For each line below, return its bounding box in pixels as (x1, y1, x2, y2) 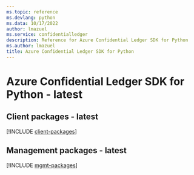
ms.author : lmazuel (6, 43, 56, 49)
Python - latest (6, 87, 83, 101)
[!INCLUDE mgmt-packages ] (6, 162, 78, 169)
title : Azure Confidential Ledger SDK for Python (6, 49, 135, 55)
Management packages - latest (6, 145, 127, 156)
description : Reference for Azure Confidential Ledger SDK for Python (6, 37, 189, 43)
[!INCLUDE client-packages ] (6, 128, 77, 135)
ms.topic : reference (6, 9, 59, 15)
